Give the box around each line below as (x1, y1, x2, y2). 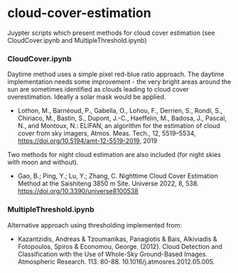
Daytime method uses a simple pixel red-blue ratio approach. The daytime (7, 70, 225, 79)
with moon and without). (7, 158, 79, 166)
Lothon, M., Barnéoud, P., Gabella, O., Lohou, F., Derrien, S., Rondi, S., (17, 107, 223, 115)
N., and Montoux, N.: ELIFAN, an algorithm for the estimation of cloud (17, 122, 220, 130)
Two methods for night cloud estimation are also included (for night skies (7, 151, 222, 159)
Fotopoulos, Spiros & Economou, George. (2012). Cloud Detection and (17, 242, 222, 250)
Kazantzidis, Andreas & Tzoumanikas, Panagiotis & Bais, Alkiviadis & (17, 235, 218, 243)
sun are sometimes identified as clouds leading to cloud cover (7, 85, 190, 94)
